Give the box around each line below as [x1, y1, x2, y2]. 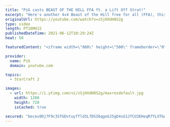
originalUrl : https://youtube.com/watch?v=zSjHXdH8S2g [5, 17, 123, 22]
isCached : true [14, 104, 47, 110]
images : [5, 86, 22, 91]
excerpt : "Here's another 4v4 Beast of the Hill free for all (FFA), [5, 12, 155, 17]
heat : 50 [5, 36, 24, 41]
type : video [5, 21, 30, 27]
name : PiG [10, 58, 30, 63]
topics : [5, 72, 22, 77]
